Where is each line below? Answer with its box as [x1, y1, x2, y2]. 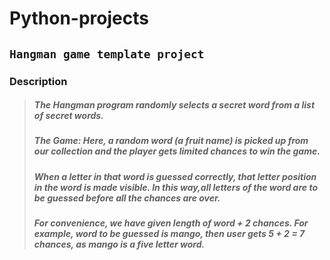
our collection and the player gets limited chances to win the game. [33, 145, 321, 157]
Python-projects [9, 7, 149, 30]
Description [9, 74, 68, 88]
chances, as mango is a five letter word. [33, 238, 206, 251]
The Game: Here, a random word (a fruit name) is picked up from [33, 135, 309, 147]
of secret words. [33, 110, 104, 122]
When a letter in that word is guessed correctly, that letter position [33, 170, 317, 182]
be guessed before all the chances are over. [33, 192, 221, 204]
